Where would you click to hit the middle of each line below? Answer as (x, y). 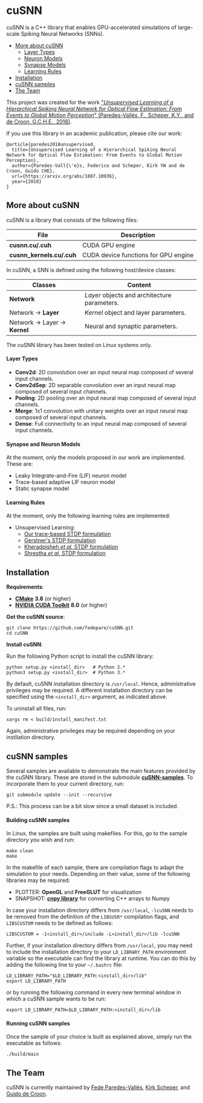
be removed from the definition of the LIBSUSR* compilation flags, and (93, 917)
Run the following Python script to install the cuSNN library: (80, 656)
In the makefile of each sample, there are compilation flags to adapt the (95, 867)
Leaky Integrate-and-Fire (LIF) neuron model (71, 475)
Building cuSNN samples (38, 820)
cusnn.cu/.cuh (31, 245)
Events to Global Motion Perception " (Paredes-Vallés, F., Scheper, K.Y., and (100, 115)
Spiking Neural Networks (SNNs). (63, 33)
